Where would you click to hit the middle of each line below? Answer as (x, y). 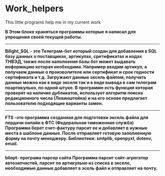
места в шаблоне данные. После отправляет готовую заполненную (78, 133)
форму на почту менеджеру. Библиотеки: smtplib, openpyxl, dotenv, (79, 138)
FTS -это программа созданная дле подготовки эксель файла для (77, 117)
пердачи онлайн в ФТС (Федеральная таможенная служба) (69, 122)
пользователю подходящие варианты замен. (54, 103)
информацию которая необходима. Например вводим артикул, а (76, 66)
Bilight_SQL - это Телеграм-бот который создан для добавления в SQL (81, 51)
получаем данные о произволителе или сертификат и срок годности (80, 72)
